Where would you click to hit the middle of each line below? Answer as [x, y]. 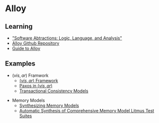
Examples [20, 64]
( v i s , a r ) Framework [39, 80]
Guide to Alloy [26, 48]
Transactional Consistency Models [54, 91]
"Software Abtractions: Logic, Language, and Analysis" [67, 38]
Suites [26, 116]
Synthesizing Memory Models [49, 105]
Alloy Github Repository [36, 43]
